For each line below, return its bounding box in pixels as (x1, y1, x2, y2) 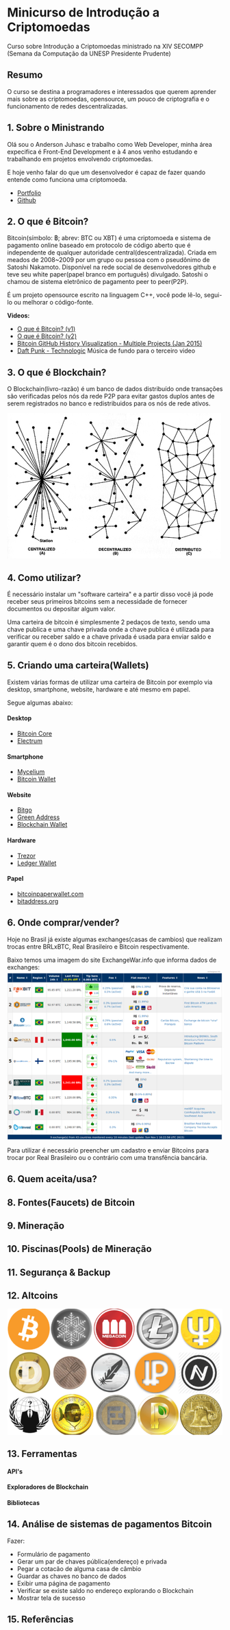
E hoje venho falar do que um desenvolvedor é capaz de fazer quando (7, 168, 206, 176)
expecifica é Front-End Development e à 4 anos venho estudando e (7, 147, 198, 156)
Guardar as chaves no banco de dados (16, 1572, 127, 1580)
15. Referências (7, 1614, 74, 1625)
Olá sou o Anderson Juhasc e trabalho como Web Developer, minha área (7, 140, 212, 148)
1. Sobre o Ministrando (7, 122, 105, 134)
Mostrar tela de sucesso (16, 1594, 86, 1602)
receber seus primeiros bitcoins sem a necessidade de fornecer (7, 598, 188, 605)
